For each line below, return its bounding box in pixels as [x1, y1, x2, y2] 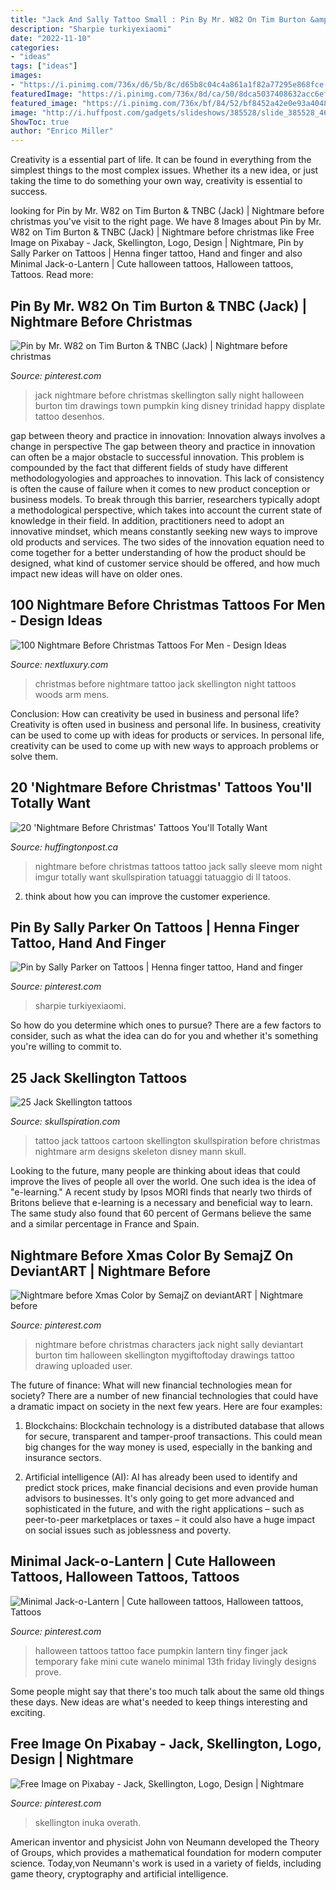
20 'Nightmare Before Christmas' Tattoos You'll [10, 779, 312, 796]
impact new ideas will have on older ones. [10, 567, 183, 580]
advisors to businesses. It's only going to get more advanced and [24, 1492, 295, 1504]
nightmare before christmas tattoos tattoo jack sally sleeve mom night [34, 860, 323, 872]
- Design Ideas [10, 612, 103, 630]
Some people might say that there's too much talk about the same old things [10, 1685, 325, 1697]
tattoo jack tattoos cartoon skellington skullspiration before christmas [34, 1135, 321, 1147]
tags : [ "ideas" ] [10, 61, 78, 71]
